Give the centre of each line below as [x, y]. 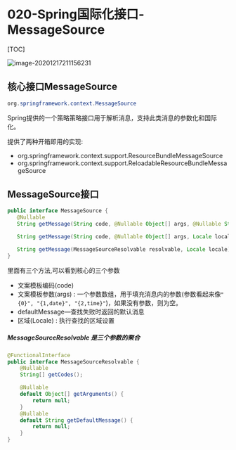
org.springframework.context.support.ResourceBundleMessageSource [120, 155]
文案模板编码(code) [46, 285]
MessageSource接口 [53, 194]
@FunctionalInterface [39, 355]
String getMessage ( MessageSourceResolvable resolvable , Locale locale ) [124, 249]
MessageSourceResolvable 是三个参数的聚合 [74, 337]
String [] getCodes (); [51, 375]
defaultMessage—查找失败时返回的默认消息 [81, 311]
